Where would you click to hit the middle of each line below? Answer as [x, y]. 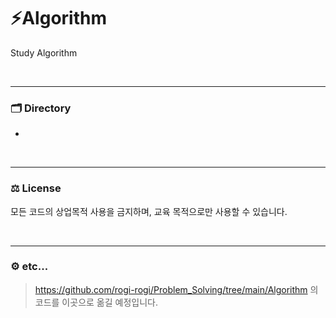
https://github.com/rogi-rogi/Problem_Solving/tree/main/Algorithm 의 [176, 289]
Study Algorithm [44, 52]
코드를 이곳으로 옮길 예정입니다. [96, 302]
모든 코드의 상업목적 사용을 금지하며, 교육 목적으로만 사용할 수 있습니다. [149, 211]
